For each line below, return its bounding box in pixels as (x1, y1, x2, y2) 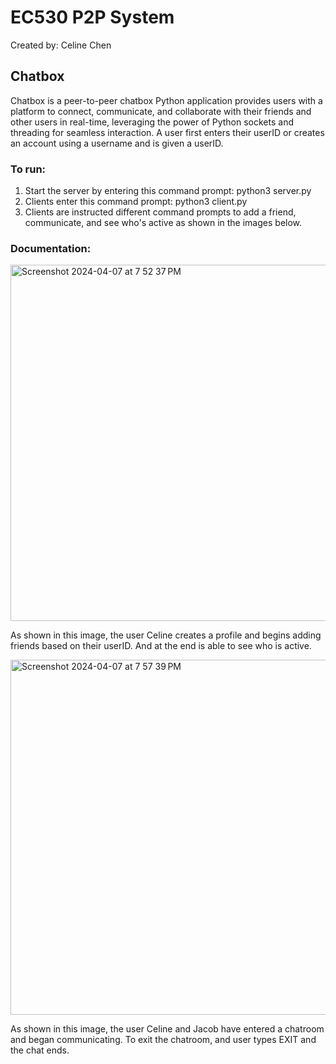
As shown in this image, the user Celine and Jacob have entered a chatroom (10, 1023, 325, 1035)
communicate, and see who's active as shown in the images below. (24, 217, 303, 229)
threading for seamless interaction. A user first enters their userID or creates (10, 126, 325, 138)
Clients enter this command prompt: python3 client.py (24, 196, 248, 208)
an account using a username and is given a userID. (10, 137, 224, 149)
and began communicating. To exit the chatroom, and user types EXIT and (10, 1034, 317, 1046)
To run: (10, 162, 47, 176)
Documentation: (10, 241, 92, 255)
